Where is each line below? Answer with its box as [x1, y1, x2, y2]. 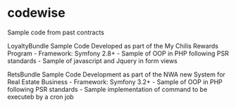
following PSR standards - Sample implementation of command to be [7, 85, 208, 93]
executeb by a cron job [7, 93, 74, 101]
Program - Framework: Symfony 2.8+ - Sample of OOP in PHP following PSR [7, 49, 229, 58]
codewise [7, 5, 66, 21]
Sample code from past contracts [7, 28, 104, 36]
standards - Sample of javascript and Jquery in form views [7, 56, 178, 65]
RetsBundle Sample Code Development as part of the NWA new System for [7, 70, 225, 79]
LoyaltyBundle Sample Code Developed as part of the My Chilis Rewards [7, 41, 218, 50]
